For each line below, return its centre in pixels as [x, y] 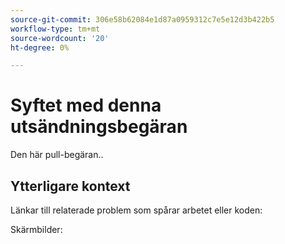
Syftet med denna [86, 105]
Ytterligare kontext [70, 186]
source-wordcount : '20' [60, 38]
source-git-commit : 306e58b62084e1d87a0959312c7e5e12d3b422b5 [142, 19]
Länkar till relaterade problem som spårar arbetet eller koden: [136, 210]
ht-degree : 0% [40, 47]
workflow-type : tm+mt [55, 29]
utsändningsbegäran [99, 127]
